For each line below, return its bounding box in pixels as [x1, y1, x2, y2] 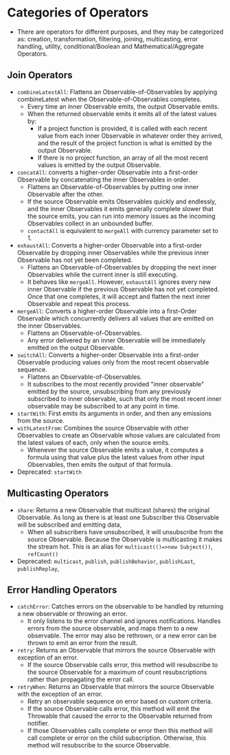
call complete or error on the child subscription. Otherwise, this [27, 734, 207, 742]
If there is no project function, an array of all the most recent [37, 153, 209, 162]
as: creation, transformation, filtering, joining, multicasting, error [16, 34, 198, 43]
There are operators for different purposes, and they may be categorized [16, 28, 224, 36]
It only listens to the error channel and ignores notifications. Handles [27, 617, 221, 625]
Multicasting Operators [7, 488, 109, 499]
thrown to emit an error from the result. [27, 639, 138, 647]
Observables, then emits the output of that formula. [27, 460, 173, 468]
